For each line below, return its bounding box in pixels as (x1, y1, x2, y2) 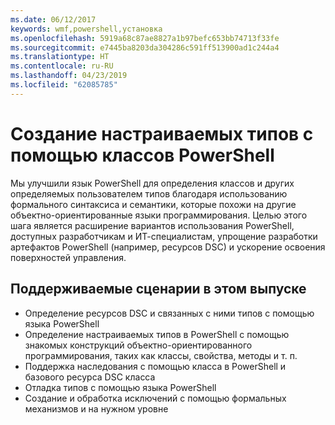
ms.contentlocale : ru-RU (10, 61, 114, 71)
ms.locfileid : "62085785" (10, 80, 118, 90)
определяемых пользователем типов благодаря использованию (10, 187, 288, 200)
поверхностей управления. (10, 251, 127, 263)
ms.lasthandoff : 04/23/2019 (10, 71, 128, 81)
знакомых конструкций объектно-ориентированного (24, 339, 253, 351)
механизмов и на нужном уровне (24, 402, 169, 415)
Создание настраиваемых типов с (10, 122, 314, 145)
